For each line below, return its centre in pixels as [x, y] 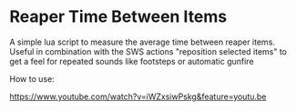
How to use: [32, 78]
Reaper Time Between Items [118, 17]
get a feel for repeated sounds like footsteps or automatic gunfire [132, 61]
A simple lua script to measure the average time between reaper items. [143, 42]
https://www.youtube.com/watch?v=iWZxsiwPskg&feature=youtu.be [138, 96]
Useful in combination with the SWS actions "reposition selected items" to [148, 51]
